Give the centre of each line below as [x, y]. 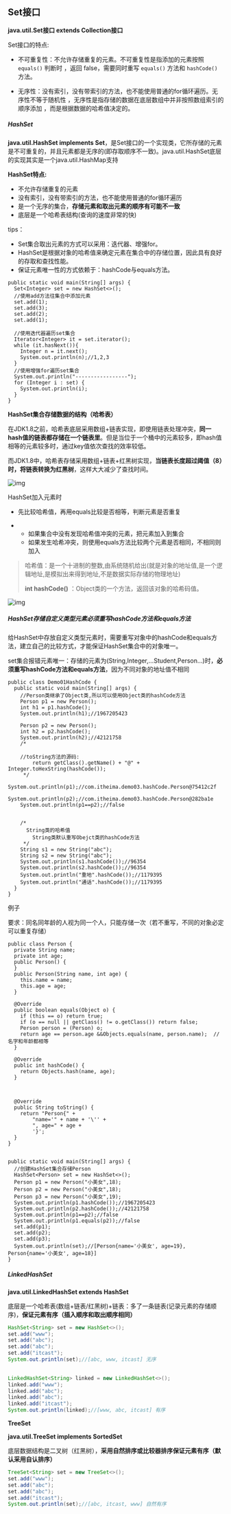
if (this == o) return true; [62, 1016]
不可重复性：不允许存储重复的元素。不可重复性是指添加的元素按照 [111, 59]
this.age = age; [44, 986]
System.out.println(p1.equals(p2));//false [77, 1221]
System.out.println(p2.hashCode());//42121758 [82, 1208]
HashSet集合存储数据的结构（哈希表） [62, 414]
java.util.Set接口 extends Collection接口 [65, 30]
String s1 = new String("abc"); [66, 849]
